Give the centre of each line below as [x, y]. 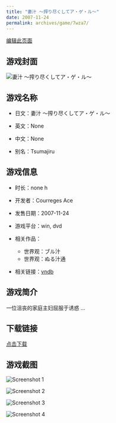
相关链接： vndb [34, 271]
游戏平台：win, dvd [38, 226]
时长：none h [31, 188]
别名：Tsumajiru [35, 151]
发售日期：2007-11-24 [42, 213]
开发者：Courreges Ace [44, 200]
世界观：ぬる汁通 [45, 259]
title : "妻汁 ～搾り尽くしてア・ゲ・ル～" [53, 12]
